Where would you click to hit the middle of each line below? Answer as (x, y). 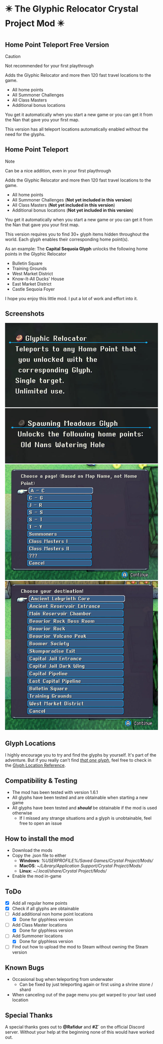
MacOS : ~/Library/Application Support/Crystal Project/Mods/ (81, 866)
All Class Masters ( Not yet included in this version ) (64, 205)
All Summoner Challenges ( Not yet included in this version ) (72, 200)
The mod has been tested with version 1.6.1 (55, 792)
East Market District (32, 284)
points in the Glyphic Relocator (36, 254)
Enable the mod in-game (37, 876)
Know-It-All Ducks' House (38, 279)
